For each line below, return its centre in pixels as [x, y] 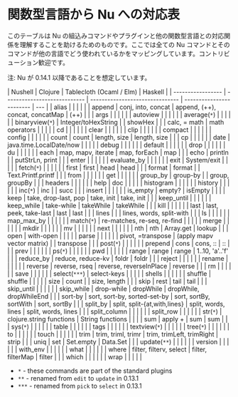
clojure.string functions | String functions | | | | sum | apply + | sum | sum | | [118, 319]
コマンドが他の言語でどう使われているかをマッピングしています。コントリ [116, 53]
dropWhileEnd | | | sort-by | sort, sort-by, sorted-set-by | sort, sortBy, [109, 296]
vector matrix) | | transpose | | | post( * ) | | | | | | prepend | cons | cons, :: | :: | [119, 243]
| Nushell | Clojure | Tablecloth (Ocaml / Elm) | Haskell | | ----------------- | [117, 92]
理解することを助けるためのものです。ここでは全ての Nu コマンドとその [125, 44]
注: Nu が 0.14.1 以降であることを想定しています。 [79, 77]
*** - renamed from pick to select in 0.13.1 [80, 386]
